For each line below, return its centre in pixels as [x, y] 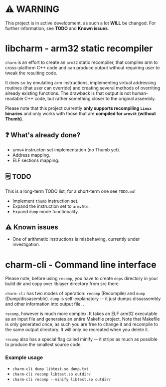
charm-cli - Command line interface [81, 264]
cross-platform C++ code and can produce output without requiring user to [83, 67]
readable [14, 98]
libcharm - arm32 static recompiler [79, 49]
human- [140, 93]
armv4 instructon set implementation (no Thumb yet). [66, 150]
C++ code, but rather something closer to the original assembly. [90, 98]
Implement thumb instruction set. [45, 201]
